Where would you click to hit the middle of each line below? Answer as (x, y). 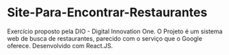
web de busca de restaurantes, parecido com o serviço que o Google (105, 38)
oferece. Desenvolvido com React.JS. (60, 45)
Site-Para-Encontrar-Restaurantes (107, 13)
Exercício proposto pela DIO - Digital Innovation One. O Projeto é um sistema (115, 31)
